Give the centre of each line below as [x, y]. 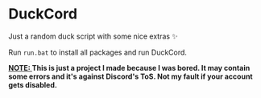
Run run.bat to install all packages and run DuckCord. [98, 52]
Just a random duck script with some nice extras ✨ [93, 36]
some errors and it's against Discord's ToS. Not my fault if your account [130, 76]
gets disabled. [33, 84]
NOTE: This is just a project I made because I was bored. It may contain [129, 67]
